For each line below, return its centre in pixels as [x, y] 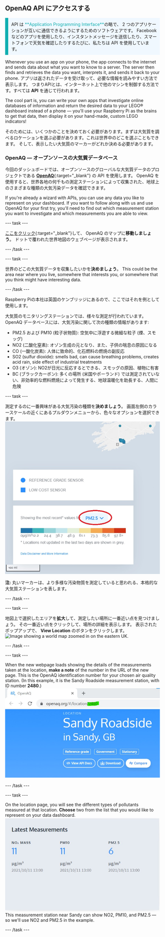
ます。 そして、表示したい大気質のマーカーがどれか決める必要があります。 [81, 143]
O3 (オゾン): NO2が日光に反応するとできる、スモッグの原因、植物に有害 [85, 368]
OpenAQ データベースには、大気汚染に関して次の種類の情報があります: [77, 322]
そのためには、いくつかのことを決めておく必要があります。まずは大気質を [80, 131]
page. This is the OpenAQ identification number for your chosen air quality [80, 675]
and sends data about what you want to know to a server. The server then [80, 67]
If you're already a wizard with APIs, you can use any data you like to [75, 198]
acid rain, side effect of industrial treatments [57, 362]
